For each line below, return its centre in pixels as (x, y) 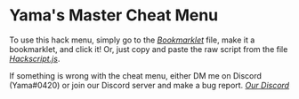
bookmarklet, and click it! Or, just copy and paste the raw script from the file (149, 49)
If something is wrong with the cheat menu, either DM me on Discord (136, 75)
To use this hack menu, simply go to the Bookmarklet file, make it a (132, 40)
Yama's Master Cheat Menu (114, 15)
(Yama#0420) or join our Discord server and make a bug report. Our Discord (149, 85)
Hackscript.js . (35, 58)
